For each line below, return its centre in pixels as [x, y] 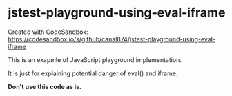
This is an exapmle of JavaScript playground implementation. [95, 59]
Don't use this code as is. [45, 86]
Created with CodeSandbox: [48, 32]
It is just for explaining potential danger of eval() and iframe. [93, 73]
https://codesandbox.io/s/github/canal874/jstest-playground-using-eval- [112, 39]
